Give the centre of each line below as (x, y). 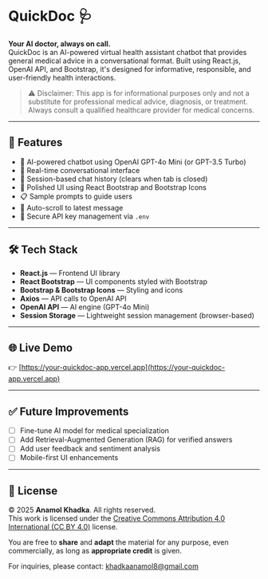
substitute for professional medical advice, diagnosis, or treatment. (138, 101)
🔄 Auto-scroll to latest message (71, 207)
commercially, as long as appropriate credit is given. (95, 551)
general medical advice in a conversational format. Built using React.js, (124, 61)
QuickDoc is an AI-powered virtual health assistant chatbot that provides (128, 52)
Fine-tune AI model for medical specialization (95, 431)
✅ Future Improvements (69, 411)
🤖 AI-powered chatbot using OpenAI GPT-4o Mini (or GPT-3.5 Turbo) (133, 162)
